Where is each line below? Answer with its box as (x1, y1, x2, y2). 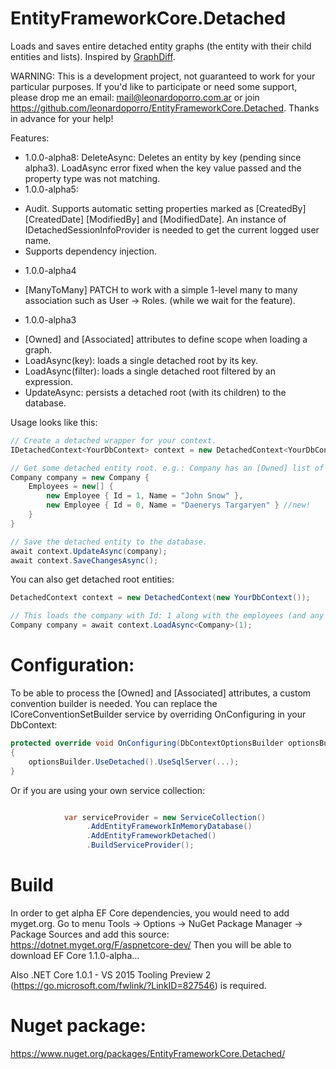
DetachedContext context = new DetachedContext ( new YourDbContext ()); (10, 593, 311, 603)
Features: (10, 132, 50, 144)
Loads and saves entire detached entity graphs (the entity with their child (10, 40, 312, 52)
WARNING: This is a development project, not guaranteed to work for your (10, 70, 316, 82)
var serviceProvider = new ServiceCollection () (63, 812, 267, 822)
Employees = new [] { (28, 482, 114, 492)
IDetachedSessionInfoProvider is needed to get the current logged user (24, 223, 320, 236)
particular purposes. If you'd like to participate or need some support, (10, 80, 298, 92)
